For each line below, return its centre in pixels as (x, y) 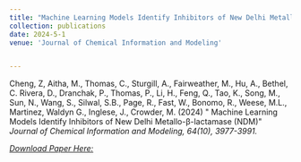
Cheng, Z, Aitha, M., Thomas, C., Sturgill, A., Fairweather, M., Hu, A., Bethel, (149, 84)
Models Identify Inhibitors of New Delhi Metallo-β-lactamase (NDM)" (136, 122)
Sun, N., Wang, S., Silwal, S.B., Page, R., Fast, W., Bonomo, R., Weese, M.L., (148, 103)
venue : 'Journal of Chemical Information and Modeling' (116, 43)
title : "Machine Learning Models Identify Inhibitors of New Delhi (138, 17)
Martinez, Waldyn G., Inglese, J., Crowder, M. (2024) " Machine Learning (143, 112)
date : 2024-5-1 (38, 34)
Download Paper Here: (52, 149)
